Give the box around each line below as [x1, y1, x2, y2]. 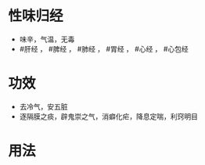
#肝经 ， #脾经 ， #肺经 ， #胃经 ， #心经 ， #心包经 [19, 44, 189, 53]
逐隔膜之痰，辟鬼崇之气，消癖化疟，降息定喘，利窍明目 [19, 111, 198, 121]
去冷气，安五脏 [19, 102, 68, 111]
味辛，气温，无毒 [19, 34, 75, 44]
